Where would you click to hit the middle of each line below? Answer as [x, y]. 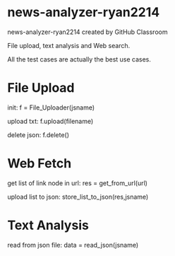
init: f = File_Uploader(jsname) [51, 107]
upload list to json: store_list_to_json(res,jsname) [78, 197]
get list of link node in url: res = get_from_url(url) [78, 183]
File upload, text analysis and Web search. [69, 45]
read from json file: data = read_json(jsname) [73, 245]
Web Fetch [40, 164]
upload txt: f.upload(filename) [50, 121]
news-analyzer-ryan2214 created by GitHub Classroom [87, 32]
